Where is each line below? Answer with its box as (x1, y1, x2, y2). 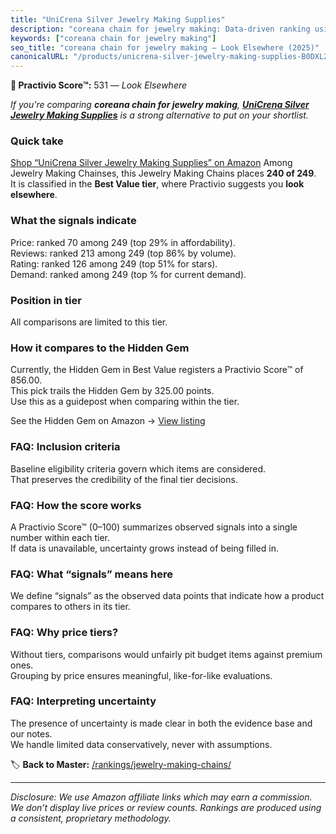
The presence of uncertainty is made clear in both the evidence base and (10, 717, 313, 729)
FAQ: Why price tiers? (10, 626, 119, 640)
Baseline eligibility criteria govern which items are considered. (10, 462, 267, 475)
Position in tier (10, 293, 82, 307)
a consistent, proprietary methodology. (10, 812, 172, 824)
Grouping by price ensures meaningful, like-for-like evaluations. (10, 669, 273, 681)
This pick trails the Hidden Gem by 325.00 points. (10, 385, 215, 397)
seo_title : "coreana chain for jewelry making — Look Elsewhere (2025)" (10, 42, 320, 53)
